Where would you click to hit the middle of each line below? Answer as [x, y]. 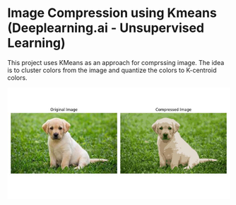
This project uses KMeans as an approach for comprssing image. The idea [116, 62]
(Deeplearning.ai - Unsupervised [106, 28]
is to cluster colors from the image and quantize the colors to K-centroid [112, 70]
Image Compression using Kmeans [112, 13]
